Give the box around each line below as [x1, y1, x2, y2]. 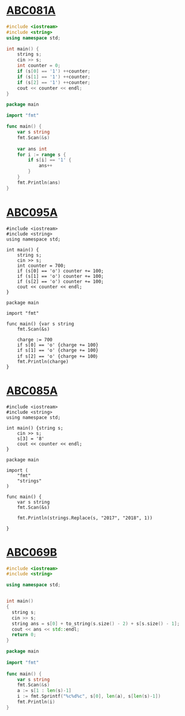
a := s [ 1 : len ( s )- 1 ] [17, 688, 71, 694]
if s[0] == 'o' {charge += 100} [17, 342, 99, 348]
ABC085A [6, 384, 58, 398]
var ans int [17, 146, 47, 152]
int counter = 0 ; [17, 63, 61, 69]
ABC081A [6, 4, 56, 18]
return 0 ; [11, 632, 36, 638]
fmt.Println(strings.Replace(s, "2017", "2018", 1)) [17, 515, 153, 521]
